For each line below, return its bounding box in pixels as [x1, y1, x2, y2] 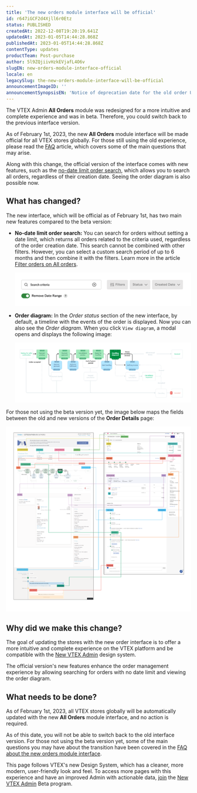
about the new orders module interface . [6, 750, 102, 757]
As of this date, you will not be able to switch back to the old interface [6, 731, 175, 738]
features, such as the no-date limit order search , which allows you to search [6, 167, 190, 174]
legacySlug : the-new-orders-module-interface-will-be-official [6, 77, 164, 83]
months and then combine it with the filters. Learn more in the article [14, 254, 181, 261]
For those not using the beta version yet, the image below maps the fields [6, 408, 184, 415]
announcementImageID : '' [6, 84, 67, 90]
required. [6, 720, 28, 727]
